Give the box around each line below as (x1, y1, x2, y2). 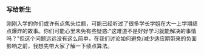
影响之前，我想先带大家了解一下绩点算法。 (6, 42, 113, 50)
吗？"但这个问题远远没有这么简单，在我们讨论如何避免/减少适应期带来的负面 (6, 35, 197, 42)
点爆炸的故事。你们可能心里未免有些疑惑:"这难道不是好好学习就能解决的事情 (6, 27, 197, 35)
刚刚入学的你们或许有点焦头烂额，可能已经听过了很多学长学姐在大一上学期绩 (6, 20, 198, 27)
